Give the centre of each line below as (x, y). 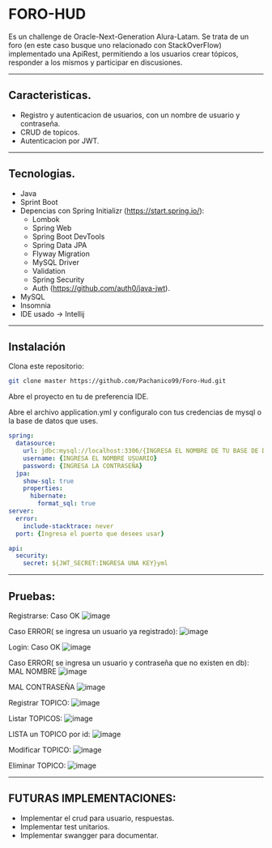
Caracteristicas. (50, 95)
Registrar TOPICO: (39, 702)
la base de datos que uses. (53, 421)
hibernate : (48, 496)
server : (21, 511)
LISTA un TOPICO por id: (49, 734)
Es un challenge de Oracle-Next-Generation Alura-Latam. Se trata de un (129, 36)
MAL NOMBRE (32, 671)
